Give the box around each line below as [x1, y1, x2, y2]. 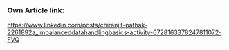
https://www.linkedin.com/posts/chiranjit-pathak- [7, 21, 148, 29]
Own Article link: [7, 5, 64, 15]
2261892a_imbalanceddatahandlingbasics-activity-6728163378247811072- [7, 28, 222, 36]
